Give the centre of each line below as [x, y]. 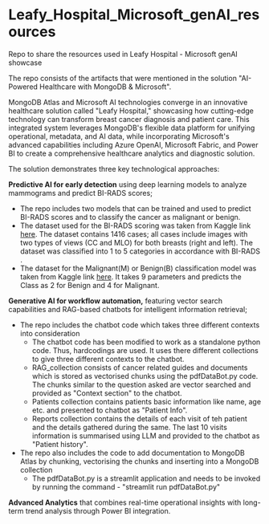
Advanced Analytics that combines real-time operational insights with [125, 502]
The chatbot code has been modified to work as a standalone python [146, 342]
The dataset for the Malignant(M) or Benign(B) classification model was [138, 268]
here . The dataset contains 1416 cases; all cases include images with [134, 234]
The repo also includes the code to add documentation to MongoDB [132, 453]
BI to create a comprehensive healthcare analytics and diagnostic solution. [132, 153]
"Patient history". [60, 444]
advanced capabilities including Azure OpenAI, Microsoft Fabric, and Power [133, 144]
